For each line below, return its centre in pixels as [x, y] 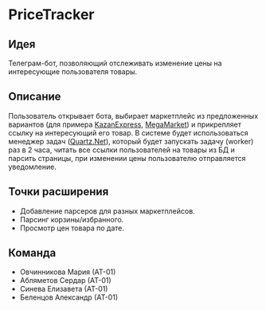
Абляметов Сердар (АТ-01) [65, 281]
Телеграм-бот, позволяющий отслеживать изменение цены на [115, 63]
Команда [32, 253]
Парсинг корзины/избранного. [72, 219]
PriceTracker [51, 15]
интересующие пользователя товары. [73, 72]
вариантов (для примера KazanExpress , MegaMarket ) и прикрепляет [125, 124]
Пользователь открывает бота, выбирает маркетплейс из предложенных [133, 116]
